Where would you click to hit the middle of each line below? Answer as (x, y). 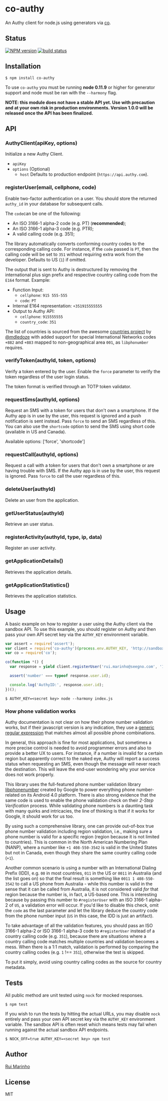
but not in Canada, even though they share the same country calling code (81, 853)
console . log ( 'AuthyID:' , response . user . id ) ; (57, 685)
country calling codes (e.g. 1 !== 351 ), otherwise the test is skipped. (75, 952)
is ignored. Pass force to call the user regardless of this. (63, 476)
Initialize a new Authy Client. (34, 154)
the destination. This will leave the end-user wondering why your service (80, 769)
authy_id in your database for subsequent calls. (54, 203)
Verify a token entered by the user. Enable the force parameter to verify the (83, 371)
